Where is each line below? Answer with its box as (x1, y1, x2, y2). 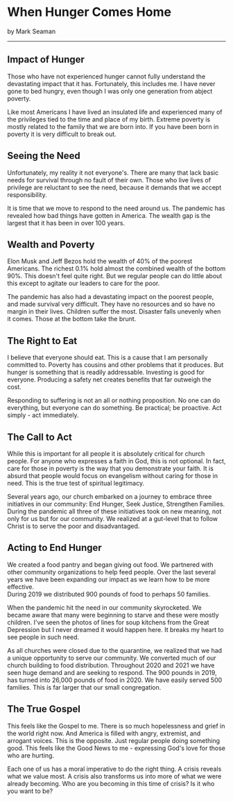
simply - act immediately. (7, 411, 79, 420)
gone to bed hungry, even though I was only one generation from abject (7, 87, 213, 95)
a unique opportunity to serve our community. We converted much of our (7, 654, 216, 662)
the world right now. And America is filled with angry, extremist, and (7, 729, 201, 737)
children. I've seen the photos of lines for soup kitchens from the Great (7, 618, 209, 626)
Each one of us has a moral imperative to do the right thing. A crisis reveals (7, 765, 222, 773)
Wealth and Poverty (7, 239, 95, 250)
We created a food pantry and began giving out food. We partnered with (7, 560, 214, 569)
